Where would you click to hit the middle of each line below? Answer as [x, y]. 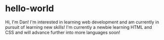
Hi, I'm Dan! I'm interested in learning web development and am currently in [82, 22]
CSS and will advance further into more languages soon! [63, 32]
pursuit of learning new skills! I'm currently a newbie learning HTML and [79, 27]
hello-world [30, 9]
